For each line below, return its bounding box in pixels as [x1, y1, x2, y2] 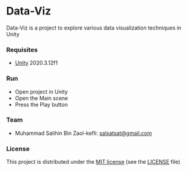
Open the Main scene [14, 95, 68, 102]
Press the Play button [14, 101, 68, 108]
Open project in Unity [14, 88, 68, 95]
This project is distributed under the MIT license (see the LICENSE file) [6, 158, 181, 166]
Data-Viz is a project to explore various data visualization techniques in [6, 24, 182, 31]
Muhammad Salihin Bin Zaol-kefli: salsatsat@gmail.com [14, 129, 152, 137]
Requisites [6, 45, 38, 54]
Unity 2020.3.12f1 [14, 59, 58, 67]
